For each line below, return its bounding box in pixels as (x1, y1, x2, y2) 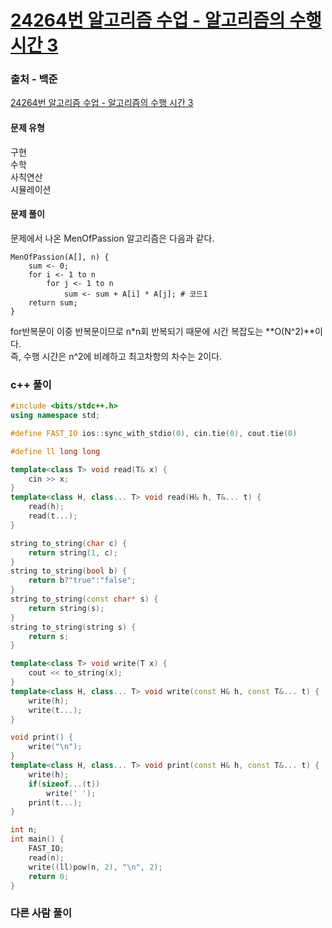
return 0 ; (28, 871, 70, 881)
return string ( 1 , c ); (28, 547, 118, 558)
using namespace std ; (10, 411, 101, 421)
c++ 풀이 (10, 377, 52, 391)
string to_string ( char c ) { (10, 538, 128, 548)
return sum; (28, 297, 78, 308)
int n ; (10, 825, 38, 835)
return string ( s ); (28, 603, 105, 613)
